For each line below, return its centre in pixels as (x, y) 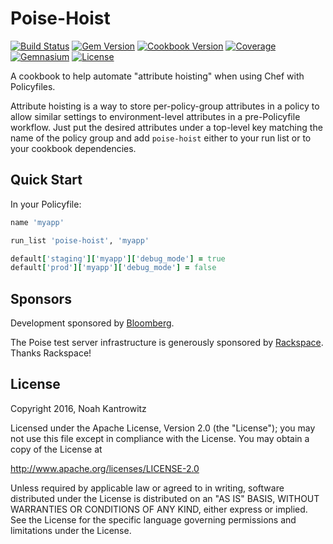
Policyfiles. (33, 86)
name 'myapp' (37, 222)
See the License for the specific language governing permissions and (153, 519)
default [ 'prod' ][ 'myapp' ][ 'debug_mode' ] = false (113, 268)
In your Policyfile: (46, 204)
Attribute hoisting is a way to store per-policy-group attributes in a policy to (165, 106)
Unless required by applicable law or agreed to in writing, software (147, 488)
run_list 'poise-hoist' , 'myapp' (80, 240)
